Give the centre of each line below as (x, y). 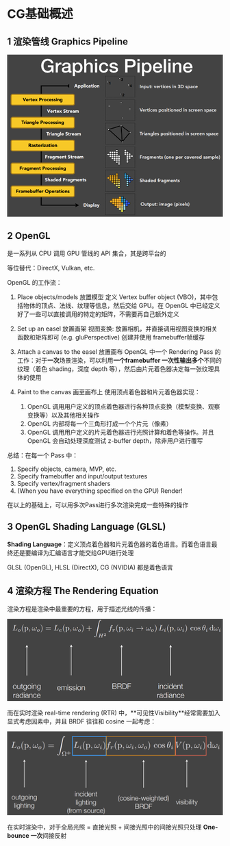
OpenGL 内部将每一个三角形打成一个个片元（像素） (100, 423)
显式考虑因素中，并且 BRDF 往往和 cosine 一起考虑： (81, 721)
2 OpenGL (29, 236)
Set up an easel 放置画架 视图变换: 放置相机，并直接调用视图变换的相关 (117, 329)
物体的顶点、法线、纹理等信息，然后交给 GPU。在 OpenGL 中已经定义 (122, 305)
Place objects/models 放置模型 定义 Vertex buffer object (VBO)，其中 (114, 297)
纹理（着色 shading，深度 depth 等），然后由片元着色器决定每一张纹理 (115, 369)
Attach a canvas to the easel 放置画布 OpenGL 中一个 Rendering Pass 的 (119, 351)
